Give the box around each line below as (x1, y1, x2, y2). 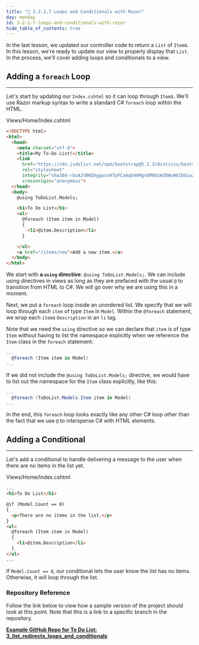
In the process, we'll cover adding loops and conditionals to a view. (6, 54, 170, 61)
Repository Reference (6, 589, 70, 597)
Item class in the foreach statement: (6, 338, 94, 345)
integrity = (21, 173, 49, 179)
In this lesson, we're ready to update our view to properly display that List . (6, 48, 189, 55)
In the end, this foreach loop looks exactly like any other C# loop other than (6, 411, 190, 418)
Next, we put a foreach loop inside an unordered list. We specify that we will (6, 301, 192, 309)
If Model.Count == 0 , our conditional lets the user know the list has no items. (6, 567, 191, 574)
